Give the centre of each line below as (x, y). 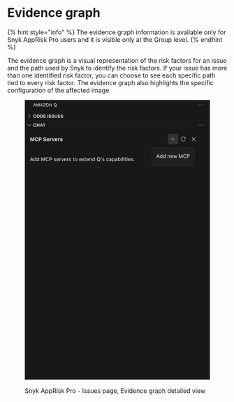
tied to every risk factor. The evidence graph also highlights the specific (111, 82)
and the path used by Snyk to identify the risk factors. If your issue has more (117, 68)
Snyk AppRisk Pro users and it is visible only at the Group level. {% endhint (115, 39)
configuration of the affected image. (59, 90)
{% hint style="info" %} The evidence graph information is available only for (117, 32)
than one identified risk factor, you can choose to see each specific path (111, 75)
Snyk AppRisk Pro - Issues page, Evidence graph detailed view (115, 391)
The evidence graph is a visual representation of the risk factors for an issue (117, 60)
